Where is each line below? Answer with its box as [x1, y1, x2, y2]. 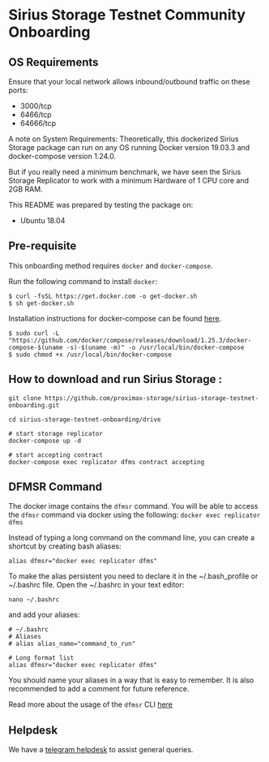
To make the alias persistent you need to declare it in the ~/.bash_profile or [8, 571, 258, 581]
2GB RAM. [8, 184, 43, 194]
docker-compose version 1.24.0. [8, 152, 116, 161]
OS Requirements [8, 55, 99, 69]
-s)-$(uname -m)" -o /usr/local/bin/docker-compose [66, 343, 245, 351]
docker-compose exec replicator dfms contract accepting [8, 458, 205, 466]
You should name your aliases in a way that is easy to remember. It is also [8, 675, 254, 685]
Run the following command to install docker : [8, 276, 158, 286]
